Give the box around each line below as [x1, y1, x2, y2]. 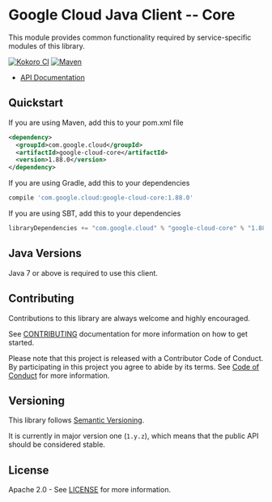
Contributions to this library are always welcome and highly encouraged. [8, 313, 251, 323]
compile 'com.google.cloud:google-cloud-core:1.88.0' [8, 194, 194, 202]
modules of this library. [8, 41, 85, 50]
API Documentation [19, 72, 85, 82]
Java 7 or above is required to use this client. [8, 268, 158, 277]
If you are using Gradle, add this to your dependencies [8, 178, 190, 188]
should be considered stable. [8, 440, 105, 449]
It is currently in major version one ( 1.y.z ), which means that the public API [8, 431, 259, 441]
